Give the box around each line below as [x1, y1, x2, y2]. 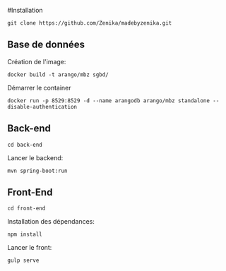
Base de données [7, 39, 85, 51]
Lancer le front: [7, 243, 52, 252]
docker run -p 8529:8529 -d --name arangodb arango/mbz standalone [7, 97, 210, 104]
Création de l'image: [7, 57, 66, 66]
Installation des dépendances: [7, 217, 95, 226]
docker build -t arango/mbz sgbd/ [7, 71, 109, 78]
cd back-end [7, 141, 42, 148]
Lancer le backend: [7, 153, 64, 162]
